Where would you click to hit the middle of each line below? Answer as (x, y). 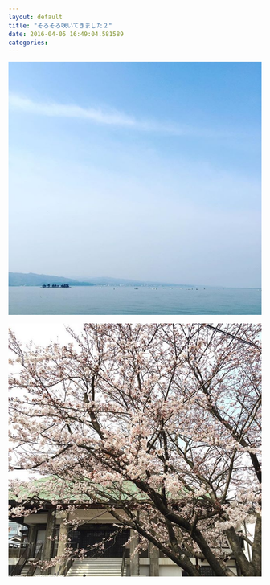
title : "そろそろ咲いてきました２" (60, 25)
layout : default (35, 17)
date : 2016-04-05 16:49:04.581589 (66, 34)
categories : (28, 43)
